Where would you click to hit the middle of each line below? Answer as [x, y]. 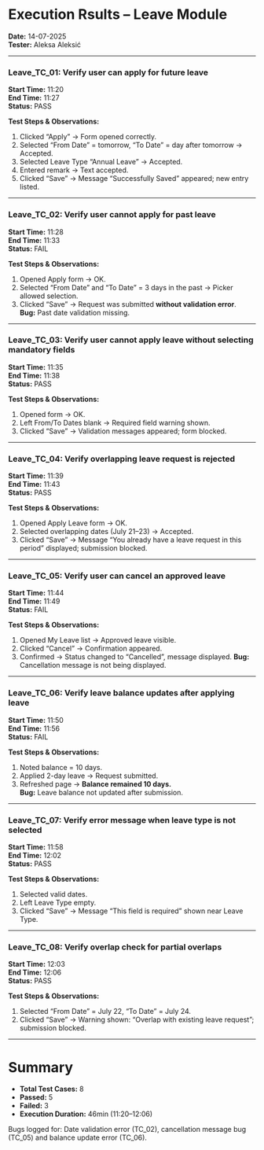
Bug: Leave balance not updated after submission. [101, 792]
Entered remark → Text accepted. [74, 170]
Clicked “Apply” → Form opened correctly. [88, 137]
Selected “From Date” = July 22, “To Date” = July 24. [105, 1012]
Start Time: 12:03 [37, 964]
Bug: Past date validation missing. [75, 312]
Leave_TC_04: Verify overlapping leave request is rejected [122, 459]
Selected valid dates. [53, 894]
